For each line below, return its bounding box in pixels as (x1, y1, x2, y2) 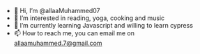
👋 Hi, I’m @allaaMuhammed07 (13, 7, 100, 15)
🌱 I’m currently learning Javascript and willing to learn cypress (13, 21, 194, 29)
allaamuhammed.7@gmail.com (13, 39, 102, 47)
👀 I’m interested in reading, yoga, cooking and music (13, 14, 165, 22)
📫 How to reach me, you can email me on (13, 29, 134, 37)
